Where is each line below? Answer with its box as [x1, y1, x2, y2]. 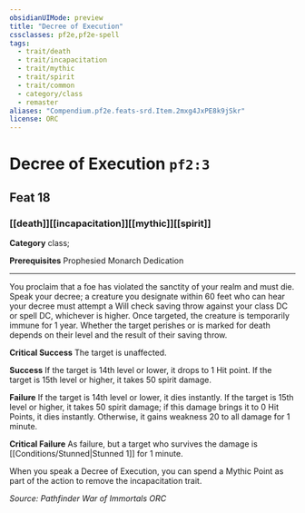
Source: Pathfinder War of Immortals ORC [9, 493, 167, 504]
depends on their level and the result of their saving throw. [9, 330, 228, 340]
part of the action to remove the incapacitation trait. [9, 476, 202, 486]
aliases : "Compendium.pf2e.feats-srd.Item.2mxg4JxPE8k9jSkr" [9, 106, 246, 115]
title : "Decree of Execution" [9, 22, 124, 31]
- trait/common [17, 81, 75, 90]
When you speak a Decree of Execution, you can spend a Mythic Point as [9, 466, 284, 477]
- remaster [17, 97, 59, 107]
